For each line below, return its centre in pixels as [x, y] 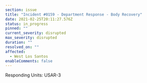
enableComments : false [29, 61]
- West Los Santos [29, 56]
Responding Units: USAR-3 [33, 75]
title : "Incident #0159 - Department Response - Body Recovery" [74, 14]
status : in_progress [27, 24]
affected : [16, 51]
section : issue [21, 10]
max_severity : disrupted [31, 38]
